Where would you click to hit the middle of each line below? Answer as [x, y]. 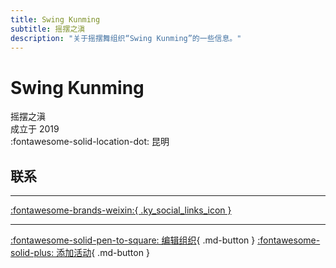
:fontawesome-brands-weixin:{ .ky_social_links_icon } [121, 210]
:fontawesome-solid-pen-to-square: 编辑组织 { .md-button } [133, 240]
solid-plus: [32, 253]
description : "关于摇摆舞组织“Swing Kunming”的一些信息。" [126, 38]
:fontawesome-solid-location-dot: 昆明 [90, 142]
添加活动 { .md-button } [103, 253]
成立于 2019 [35, 129]
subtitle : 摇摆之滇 [48, 29]
